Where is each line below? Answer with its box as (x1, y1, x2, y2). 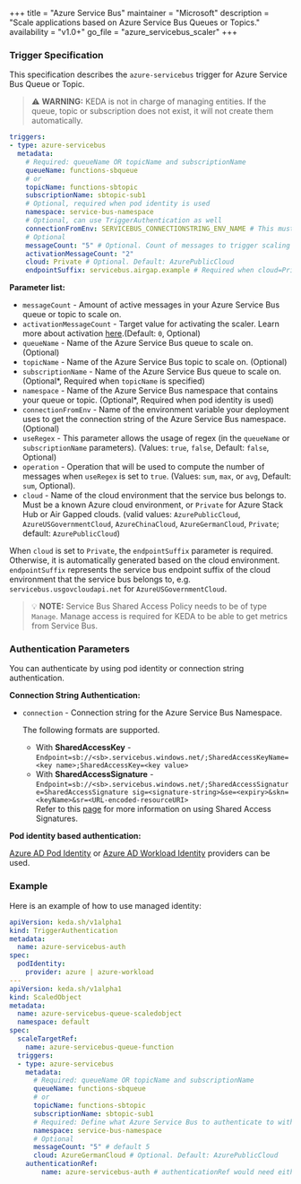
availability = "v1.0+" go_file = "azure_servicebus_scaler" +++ (9, 27, 238, 37)
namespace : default (17, 1017, 90, 1027)
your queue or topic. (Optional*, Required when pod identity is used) (21, 394, 275, 406)
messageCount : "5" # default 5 (32, 1143, 150, 1152)
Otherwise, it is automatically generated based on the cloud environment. (9, 555, 280, 566)
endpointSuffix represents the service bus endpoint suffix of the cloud (9, 565, 271, 575)
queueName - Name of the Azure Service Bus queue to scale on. (21, 338, 254, 349)
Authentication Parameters (9, 643, 130, 655)
